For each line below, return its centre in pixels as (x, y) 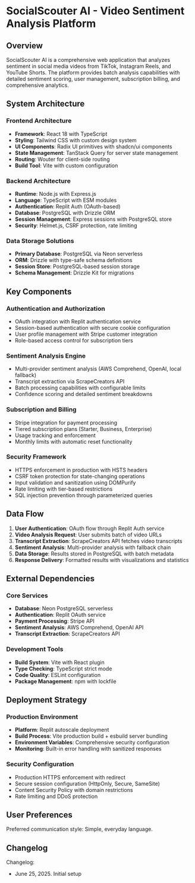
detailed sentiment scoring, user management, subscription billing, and (93, 79)
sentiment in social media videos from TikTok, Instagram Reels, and (89, 66)
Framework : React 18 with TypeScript (61, 134)
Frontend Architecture (39, 121)
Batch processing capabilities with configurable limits (80, 388)
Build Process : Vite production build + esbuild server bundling (91, 736)
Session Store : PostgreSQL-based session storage (77, 267)
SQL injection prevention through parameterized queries (84, 495)
